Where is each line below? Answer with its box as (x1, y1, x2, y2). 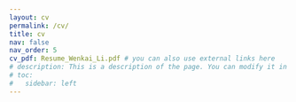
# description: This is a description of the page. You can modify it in (9, 63, 288, 72)
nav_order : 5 (9, 46, 58, 55)
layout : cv (9, 12, 50, 22)
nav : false (9, 37, 50, 47)
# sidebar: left (9, 79, 77, 88)
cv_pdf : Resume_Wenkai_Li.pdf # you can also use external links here (9, 54, 276, 63)
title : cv (9, 29, 46, 38)
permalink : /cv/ (9, 21, 69, 30)
